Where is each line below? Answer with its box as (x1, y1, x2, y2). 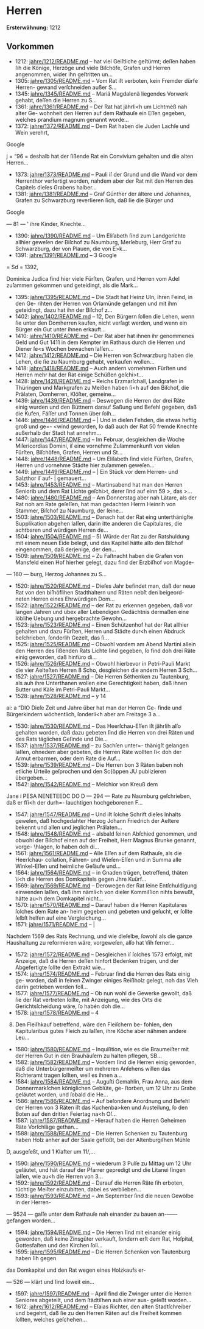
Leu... (15, 1034, 30, 1041)
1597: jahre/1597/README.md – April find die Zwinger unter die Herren (15, 1289, 192, 1297)
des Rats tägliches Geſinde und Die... (15, 735, 108, 742)
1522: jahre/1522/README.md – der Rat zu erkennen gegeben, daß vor (15, 601, 193, 609)
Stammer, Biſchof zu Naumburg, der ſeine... (15, 507, 124, 514)
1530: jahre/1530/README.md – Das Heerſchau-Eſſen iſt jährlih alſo (15, 722, 181, 730)
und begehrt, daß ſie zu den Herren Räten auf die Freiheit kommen (15, 1309, 182, 1316)
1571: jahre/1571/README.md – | (15, 920, 96, 928)
